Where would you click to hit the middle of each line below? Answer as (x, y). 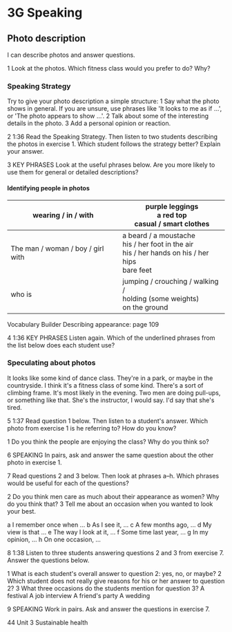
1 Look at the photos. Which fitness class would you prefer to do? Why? (109, 68)
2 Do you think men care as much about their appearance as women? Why (113, 496)
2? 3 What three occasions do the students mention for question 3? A (106, 588)
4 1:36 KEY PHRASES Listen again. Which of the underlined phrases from (111, 338)
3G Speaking (45, 13)
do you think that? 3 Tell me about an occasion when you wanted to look (110, 504)
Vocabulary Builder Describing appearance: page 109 (83, 324)
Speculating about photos (51, 363)
